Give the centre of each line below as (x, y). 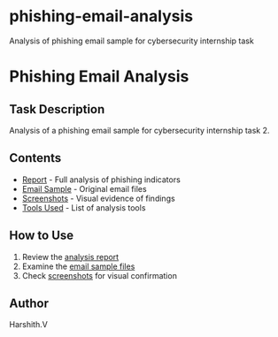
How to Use (42, 236)
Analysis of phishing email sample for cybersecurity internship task (131, 41)
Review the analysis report (70, 257)
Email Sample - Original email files (85, 188)
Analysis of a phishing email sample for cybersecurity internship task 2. (139, 130)
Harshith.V (29, 325)
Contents (35, 158)
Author (29, 303)
